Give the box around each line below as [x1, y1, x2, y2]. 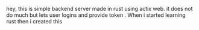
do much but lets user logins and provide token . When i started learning [6, 11, 186, 19]
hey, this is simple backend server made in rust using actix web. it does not [6, 5, 193, 12]
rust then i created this [6, 18, 62, 25]
